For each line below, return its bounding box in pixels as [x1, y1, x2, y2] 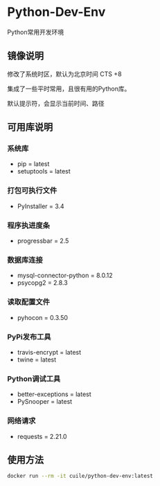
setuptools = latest [17, 167, 71, 176]
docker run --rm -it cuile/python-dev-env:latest [7, 473, 154, 480]
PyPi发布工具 [7, 332, 51, 342]
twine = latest [17, 355, 57, 364]
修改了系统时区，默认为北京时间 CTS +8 [7, 70, 123, 78]
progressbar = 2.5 [17, 236, 69, 245]
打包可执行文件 [7, 186, 57, 196]
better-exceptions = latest [17, 390, 91, 398]
